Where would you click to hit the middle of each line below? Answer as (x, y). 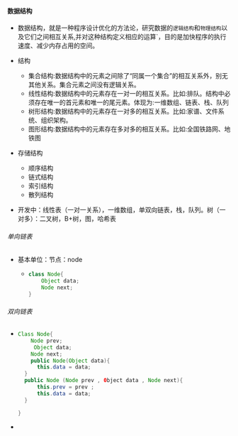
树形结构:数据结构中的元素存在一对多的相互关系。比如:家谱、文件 (123, 111)
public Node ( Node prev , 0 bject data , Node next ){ (104, 381)
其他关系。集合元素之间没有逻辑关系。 (84, 85)
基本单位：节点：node (50, 260)
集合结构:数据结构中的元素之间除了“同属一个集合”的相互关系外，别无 (128, 76)
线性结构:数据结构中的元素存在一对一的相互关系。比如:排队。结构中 (126, 94)
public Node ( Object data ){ (70, 361)
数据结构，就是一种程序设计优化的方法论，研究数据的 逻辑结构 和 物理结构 (119, 28)
